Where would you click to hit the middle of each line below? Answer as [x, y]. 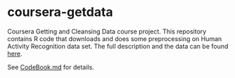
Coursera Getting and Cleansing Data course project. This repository [107, 31]
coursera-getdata [61, 12]
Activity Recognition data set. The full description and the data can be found [118, 46]
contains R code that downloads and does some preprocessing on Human [115, 38]
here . [15, 54]
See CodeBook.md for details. [51, 67]
